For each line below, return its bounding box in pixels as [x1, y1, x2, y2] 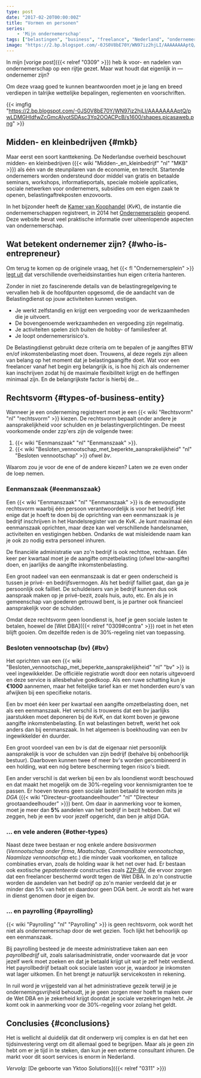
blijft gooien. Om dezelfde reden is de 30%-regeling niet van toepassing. [6, 629, 185, 636]
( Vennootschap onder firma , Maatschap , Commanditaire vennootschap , [6, 848, 185, 855]
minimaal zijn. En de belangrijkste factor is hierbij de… [6, 375, 139, 383]
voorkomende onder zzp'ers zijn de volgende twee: [6, 428, 133, 435]
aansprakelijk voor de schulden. [6, 604, 85, 611]
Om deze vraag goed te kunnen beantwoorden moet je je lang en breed [6, 83, 182, 90]
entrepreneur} [6, 249, 61, 259]
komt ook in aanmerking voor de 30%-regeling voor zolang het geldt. [6, 1001, 177, 1008]
